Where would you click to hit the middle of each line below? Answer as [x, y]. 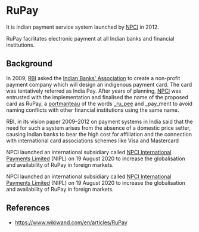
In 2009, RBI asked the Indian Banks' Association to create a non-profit [93, 78]
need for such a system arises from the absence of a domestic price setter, [98, 128]
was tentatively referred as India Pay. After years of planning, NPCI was [94, 91]
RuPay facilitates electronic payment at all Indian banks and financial [90, 38]
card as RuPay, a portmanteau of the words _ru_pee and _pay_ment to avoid [99, 103]
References [28, 208]
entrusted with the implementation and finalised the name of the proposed [97, 97]
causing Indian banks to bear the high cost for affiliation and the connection [99, 134]
